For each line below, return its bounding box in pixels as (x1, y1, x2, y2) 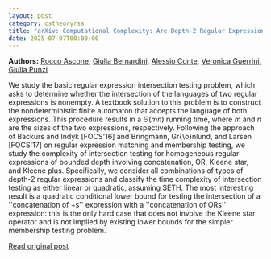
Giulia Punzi (8, 65, 48, 75)
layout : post (8, 11, 52, 20)
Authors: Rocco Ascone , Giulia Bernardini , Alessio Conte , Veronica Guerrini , (8, 56, 262, 66)
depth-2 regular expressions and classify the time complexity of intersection (8, 175, 262, 184)
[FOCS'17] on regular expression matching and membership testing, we (8, 140, 246, 150)
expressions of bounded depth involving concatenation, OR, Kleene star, (8, 158, 249, 167)
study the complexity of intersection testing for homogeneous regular (8, 149, 240, 158)
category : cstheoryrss (8, 19, 85, 27)
